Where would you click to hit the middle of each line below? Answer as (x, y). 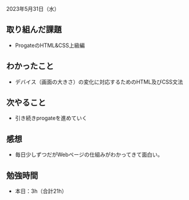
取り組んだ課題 (34, 30)
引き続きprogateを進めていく (51, 118)
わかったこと (30, 66)
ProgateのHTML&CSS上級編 (50, 45)
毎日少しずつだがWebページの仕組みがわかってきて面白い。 (89, 155)
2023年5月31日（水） (33, 9)
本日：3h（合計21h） (41, 191)
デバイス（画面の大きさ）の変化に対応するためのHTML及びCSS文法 (99, 82)
